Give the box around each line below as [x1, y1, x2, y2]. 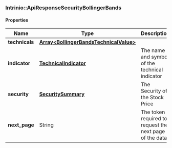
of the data [140, 134, 167, 141]
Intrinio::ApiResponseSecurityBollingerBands [5, 4, 122, 11]
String [39, 121, 54, 128]
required [140, 115, 161, 122]
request [140, 121, 160, 128]
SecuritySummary [39, 90, 85, 98]
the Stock [140, 94, 164, 101]
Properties [5, 17, 29, 23]
